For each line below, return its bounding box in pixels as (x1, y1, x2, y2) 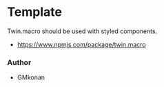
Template (7, 4, 62, 20)
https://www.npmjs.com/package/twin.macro (17, 40, 146, 48)
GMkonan (17, 73, 45, 81)
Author (7, 57, 32, 67)
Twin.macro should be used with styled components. (7, 27, 158, 35)
